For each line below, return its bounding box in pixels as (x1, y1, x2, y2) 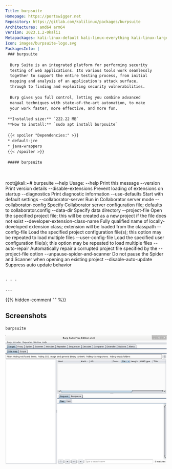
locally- (149, 218, 165, 224)
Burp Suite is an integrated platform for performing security (10, 62, 147, 68)
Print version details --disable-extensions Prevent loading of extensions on (5, 185, 163, 191)
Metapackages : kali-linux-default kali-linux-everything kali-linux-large (5, 35, 168, 41)
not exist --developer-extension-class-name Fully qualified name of (5, 218, 148, 224)
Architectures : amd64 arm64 (5, 25, 66, 30)
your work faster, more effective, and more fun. (10, 106, 118, 111)
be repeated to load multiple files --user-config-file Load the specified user (5, 234, 165, 241)
